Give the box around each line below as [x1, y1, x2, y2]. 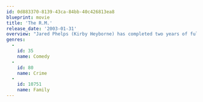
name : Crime [17, 70, 47, 76]
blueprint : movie [6, 14, 50, 20]
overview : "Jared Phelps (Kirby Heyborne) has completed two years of [6, 31, 188, 37]
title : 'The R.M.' [6, 20, 53, 26]
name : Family [17, 87, 50, 93]
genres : [6, 37, 26, 43]
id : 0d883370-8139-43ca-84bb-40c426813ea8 [6, 8, 115, 15]
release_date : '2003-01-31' [6, 25, 77, 32]
